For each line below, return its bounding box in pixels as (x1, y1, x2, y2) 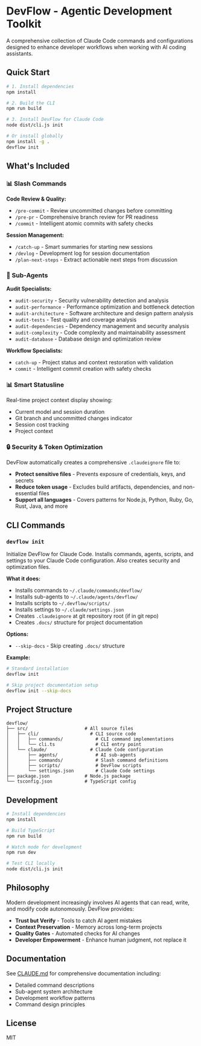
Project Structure (6, 704, 72, 714)
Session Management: (6, 231, 65, 239)
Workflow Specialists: (6, 347, 63, 354)
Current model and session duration (14, 408, 105, 415)
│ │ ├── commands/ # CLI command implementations (6, 736, 174, 742)
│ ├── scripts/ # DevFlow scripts (6, 763, 142, 769)
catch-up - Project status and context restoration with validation (14, 358, 174, 366)
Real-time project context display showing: (6, 396, 113, 403)
